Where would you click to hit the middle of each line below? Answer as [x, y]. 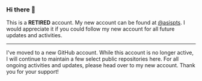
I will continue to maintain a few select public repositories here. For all [93, 59]
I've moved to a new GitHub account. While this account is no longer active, [100, 53]
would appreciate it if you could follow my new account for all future [90, 29]
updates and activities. [34, 35]
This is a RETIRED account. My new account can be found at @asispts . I [96, 23]
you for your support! [32, 72]
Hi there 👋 [21, 10]
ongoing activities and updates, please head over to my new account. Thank [101, 65]
